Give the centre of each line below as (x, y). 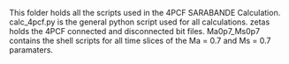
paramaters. (31, 50)
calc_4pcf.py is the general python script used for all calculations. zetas (140, 22)
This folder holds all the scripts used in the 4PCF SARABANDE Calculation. (145, 13)
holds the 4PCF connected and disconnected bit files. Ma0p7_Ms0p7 (135, 31)
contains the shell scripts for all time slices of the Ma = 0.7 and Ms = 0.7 (140, 40)
